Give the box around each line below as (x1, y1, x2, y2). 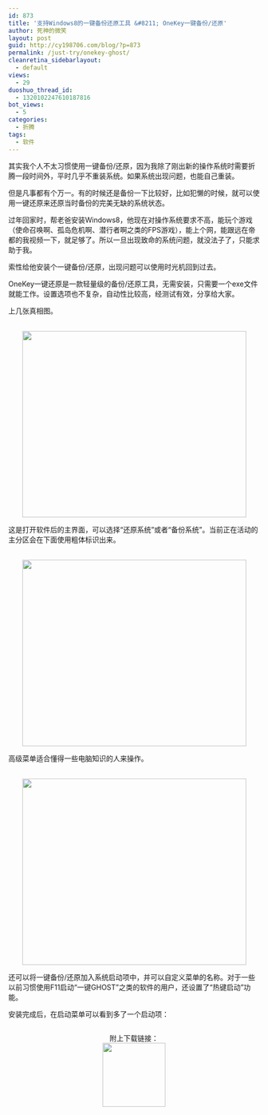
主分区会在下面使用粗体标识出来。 (8, 535, 120, 544)
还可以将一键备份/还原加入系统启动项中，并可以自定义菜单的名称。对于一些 (8, 972, 256, 982)
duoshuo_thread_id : (8, 86, 73, 94)
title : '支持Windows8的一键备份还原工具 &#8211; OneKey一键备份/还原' (8, 19, 227, 27)
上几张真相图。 (8, 305, 57, 316)
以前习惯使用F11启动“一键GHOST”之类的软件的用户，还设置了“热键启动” (8, 982, 244, 992)
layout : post (8, 34, 52, 42)
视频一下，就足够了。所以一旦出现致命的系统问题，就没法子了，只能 (29, 235, 253, 245)
